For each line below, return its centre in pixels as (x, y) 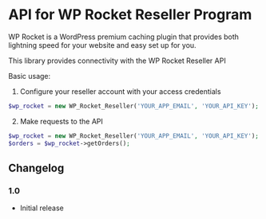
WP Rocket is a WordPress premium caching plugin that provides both (124, 37)
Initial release (42, 208)
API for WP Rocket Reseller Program (130, 15)
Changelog (36, 168)
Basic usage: (30, 76)
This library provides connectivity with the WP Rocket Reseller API (117, 61)
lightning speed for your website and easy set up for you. (103, 45)
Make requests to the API (62, 121)
